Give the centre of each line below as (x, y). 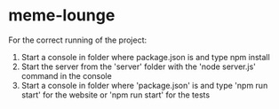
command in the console (66, 75)
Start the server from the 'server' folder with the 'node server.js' (139, 66)
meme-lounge (62, 16)
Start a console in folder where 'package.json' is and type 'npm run (144, 85)
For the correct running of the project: (78, 40)
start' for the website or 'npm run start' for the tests (116, 95)
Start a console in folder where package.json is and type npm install (145, 57)
